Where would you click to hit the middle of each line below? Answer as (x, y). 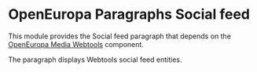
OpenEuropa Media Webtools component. (76, 44)
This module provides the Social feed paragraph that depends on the (120, 36)
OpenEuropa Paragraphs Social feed (129, 14)
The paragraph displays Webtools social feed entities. (95, 59)
